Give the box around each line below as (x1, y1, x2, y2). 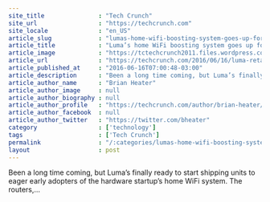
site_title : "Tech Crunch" (8, 11, 153, 20)
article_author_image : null (8, 86, 121, 95)
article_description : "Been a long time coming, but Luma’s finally (8, 71, 264, 79)
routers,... (8, 185, 41, 195)
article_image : (8, 49, 103, 57)
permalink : (8, 138, 103, 147)
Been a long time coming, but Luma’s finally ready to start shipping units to (8, 168, 256, 177)
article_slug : (8, 34, 103, 42)
